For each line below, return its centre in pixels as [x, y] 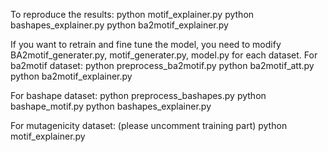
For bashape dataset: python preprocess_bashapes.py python [138, 95]
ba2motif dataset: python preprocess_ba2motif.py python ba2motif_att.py [162, 65]
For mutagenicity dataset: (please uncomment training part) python [149, 125]
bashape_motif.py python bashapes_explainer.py [111, 106]
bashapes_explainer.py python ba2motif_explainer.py [119, 25]
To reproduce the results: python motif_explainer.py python [132, 14]
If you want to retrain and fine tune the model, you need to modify [146, 44]
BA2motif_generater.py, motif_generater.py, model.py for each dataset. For [164, 55]
